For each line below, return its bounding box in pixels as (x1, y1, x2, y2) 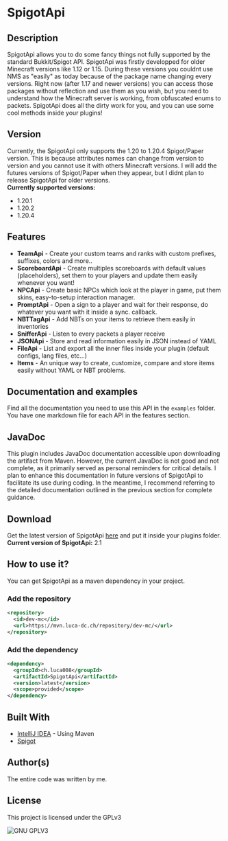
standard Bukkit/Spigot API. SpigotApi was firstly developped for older (7, 58, 205, 66)
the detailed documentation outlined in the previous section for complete (7, 486, 212, 494)
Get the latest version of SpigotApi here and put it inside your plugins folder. (7, 531, 221, 540)
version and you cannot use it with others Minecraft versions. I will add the (7, 161, 217, 170)
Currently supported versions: (7, 183, 96, 192)
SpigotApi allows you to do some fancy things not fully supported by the (7, 50, 211, 58)
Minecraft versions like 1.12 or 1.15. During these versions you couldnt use (7, 65, 214, 73)
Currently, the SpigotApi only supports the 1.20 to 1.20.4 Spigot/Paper (7, 146, 204, 155)
